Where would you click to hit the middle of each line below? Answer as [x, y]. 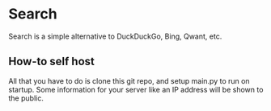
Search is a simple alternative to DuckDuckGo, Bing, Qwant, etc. [115, 36]
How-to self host [51, 62]
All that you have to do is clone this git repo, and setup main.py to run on [129, 80]
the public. [26, 98]
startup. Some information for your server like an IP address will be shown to [136, 89]
